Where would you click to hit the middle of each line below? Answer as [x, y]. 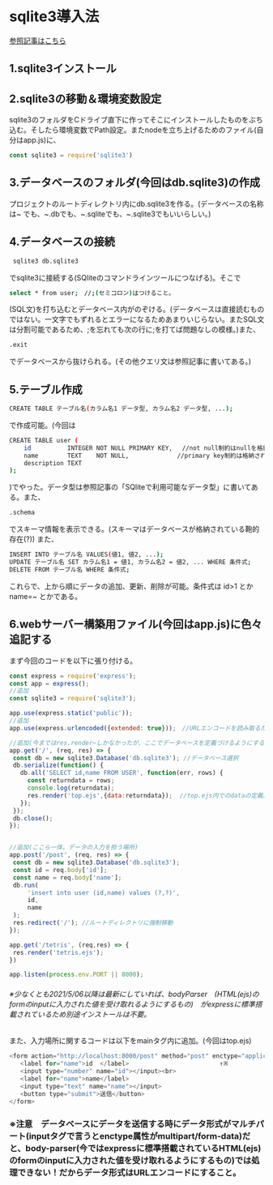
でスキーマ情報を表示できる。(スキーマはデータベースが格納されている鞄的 [134, 529]
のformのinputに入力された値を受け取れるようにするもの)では [130, 1160]
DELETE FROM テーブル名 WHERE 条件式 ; [70, 569]
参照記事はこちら [38, 41]
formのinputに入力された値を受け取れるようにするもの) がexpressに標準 [132, 1004]
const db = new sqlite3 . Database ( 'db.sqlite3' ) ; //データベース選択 [126, 758]
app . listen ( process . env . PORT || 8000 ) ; [77, 975]
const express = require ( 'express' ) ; [73, 676]
